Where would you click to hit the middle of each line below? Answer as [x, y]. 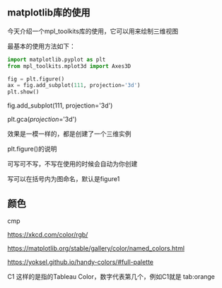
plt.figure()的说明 [32, 149]
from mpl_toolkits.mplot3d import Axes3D [69, 66]
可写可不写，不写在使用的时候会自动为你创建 [72, 164]
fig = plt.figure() [36, 79]
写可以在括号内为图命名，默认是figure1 [64, 179]
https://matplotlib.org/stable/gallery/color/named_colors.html [96, 248]
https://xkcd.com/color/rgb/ [48, 235]
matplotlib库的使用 [49, 13]
